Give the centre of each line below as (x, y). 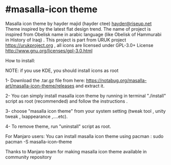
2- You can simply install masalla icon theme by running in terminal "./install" (86, 96)
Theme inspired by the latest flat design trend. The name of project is (78, 29)
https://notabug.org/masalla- (116, 80)
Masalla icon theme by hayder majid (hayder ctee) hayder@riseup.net (79, 23)
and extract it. (90, 86)
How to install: (20, 60)
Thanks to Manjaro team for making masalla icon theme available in (76, 151)
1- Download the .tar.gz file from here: (45, 80)
